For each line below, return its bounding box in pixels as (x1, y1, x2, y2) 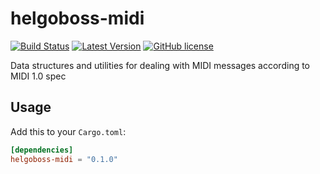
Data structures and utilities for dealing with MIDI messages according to (10, 59, 311, 71)
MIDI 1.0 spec (10, 70, 67, 82)
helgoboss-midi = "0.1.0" (10, 154, 118, 164)
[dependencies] (10, 145, 74, 155)
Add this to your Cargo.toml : (10, 125, 127, 137)
